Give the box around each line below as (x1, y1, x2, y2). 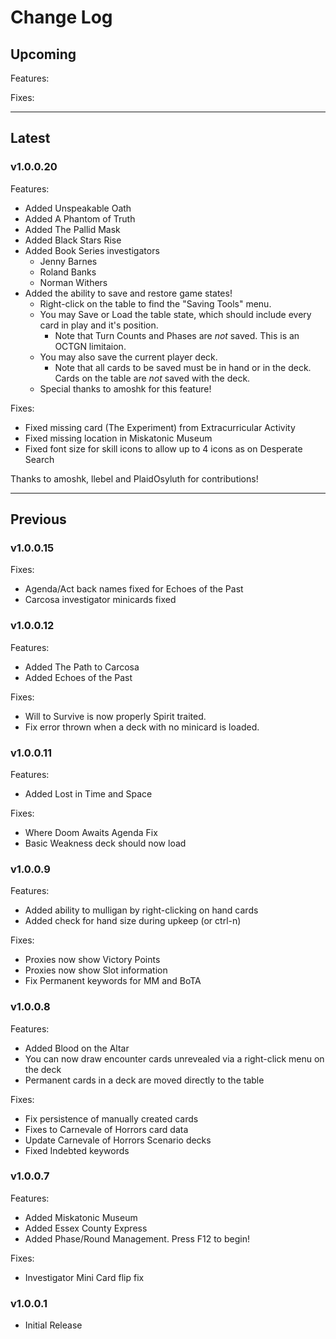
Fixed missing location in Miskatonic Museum (24, 432, 213, 444)
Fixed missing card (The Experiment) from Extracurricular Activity (24, 421, 296, 433)
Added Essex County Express (24, 1222, 148, 1234)
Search (24, 453, 55, 465)
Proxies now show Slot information (24, 964, 168, 976)
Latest (10, 130, 51, 147)
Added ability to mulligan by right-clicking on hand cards (24, 904, 259, 916)
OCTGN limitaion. (54, 340, 127, 352)
